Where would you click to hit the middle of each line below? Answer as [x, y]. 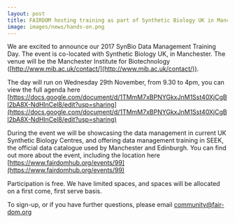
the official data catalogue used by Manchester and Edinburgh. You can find [117, 148]
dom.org [20, 212]
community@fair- [199, 205]
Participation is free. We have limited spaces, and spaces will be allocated [114, 184]
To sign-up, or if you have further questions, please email [90, 205]
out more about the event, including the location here [84, 155]
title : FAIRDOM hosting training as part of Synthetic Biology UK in [111, 20]
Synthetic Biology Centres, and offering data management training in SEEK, [115, 141]
